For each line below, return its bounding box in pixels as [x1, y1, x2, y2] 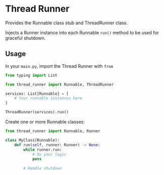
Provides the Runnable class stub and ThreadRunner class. [5, 20, 128, 26]
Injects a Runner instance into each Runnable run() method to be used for [5, 29, 159, 35]
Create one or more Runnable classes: [5, 119, 85, 124]
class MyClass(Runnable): [5, 138, 60, 143]
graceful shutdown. [5, 35, 46, 41]
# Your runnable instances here [14, 96, 82, 101]
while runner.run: [23, 147, 62, 152]
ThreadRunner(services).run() [5, 110, 69, 115]
